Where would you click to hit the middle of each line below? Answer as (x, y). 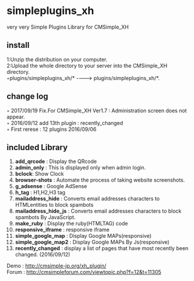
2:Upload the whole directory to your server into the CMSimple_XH (87, 65)
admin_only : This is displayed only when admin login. (80, 168)
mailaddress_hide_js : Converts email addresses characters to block (98, 211)
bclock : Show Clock (39, 174)
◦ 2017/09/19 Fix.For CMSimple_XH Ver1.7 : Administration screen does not (97, 110)
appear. (16, 117)
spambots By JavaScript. (45, 217)
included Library (37, 147)
